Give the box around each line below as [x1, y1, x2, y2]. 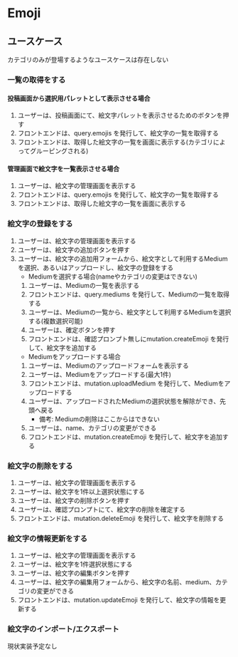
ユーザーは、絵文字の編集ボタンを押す [17, 569, 130, 578]
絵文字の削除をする [7, 461, 73, 471]
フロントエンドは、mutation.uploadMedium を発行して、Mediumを [28, 379, 225, 388]
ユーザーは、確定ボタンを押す [28, 326, 116, 334]
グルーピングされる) [30, 147, 89, 155]
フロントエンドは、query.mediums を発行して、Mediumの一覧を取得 [28, 290, 229, 299]
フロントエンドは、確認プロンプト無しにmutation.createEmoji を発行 [28, 334, 229, 343]
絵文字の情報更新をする [7, 533, 87, 543]
